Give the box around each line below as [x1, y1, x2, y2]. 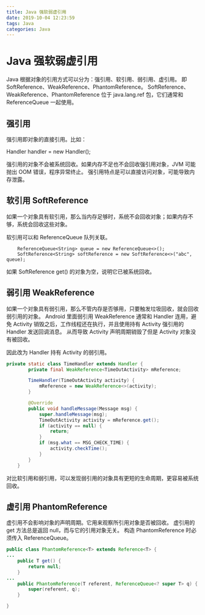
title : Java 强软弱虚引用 [6, 9, 67, 15]
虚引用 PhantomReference [6, 501, 108, 512]
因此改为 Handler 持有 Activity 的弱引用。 [6, 348, 110, 356]
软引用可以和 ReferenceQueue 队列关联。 [6, 233, 111, 240]
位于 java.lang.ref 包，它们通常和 [101, 91, 184, 99]
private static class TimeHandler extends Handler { [6, 360, 143, 367]
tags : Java [6, 20, 34, 26]
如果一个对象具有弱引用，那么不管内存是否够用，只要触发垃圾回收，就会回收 [6, 305, 199, 312]
